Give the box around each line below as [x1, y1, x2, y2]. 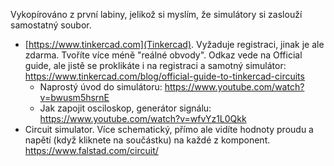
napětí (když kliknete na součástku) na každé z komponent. [24, 134, 271, 146]
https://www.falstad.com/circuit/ [24, 145, 159, 156]
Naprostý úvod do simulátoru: [39, 81, 163, 93]
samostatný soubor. [10, 19, 92, 31]
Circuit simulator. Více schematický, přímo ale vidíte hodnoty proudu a [24, 124, 314, 135]
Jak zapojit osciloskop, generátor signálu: [39, 102, 212, 114]
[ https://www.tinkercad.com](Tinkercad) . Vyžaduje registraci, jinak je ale [24, 39, 325, 50]
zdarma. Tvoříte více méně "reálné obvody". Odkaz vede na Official [24, 49, 303, 61]
